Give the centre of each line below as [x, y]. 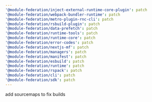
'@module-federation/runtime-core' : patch [50, 38]
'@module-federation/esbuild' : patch [45, 61]
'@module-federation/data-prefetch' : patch [52, 29]
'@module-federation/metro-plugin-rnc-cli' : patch [59, 19]
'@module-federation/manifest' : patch [46, 57]
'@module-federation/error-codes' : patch [49, 43]
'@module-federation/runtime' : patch [45, 66]
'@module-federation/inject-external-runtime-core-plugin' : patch [76, 10]
